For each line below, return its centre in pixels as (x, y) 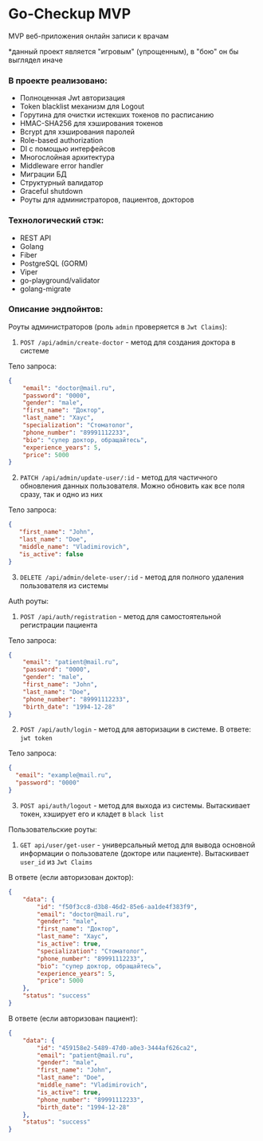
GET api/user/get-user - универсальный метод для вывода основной (137, 845)
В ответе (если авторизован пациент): (73, 1018)
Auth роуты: (29, 601)
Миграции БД (43, 174)
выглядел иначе (36, 60)
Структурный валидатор (61, 183)
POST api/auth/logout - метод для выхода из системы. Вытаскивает (135, 805)
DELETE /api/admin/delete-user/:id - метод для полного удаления (132, 577)
